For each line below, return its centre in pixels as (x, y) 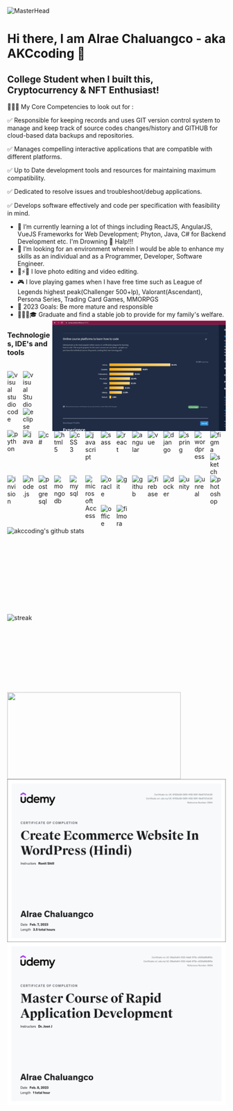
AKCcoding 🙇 (46, 54)
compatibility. (27, 178)
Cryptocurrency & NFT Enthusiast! (83, 90)
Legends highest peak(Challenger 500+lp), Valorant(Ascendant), (110, 292)
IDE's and (31, 343)
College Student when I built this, (80, 79)
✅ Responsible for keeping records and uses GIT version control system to (114, 120)
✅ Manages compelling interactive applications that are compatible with (110, 149)
